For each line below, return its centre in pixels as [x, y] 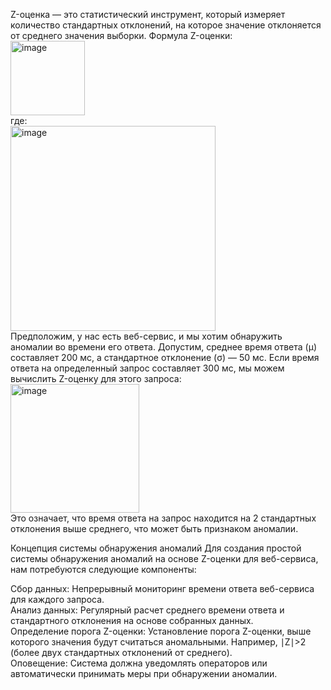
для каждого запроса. [57, 599]
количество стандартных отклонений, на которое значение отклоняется [166, 25]
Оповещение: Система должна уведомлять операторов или [139, 663]
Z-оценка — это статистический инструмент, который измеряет [148, 14]
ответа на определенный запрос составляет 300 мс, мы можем [147, 368]
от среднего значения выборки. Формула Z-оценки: [121, 35]
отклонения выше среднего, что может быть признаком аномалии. [154, 528]
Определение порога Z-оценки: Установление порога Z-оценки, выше [161, 631]
